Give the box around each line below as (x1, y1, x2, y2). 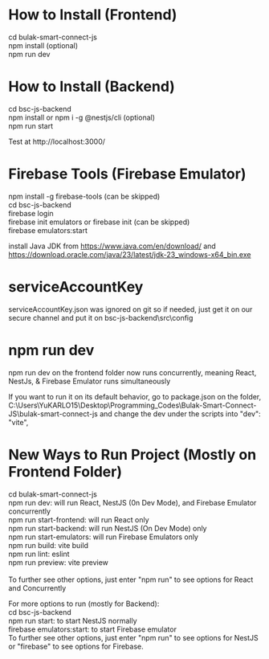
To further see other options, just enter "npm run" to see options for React (8, 575, 254, 584)
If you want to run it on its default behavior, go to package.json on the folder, (8, 391, 262, 401)
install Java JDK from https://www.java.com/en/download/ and (8, 241, 217, 251)
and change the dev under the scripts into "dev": (99, 408, 261, 419)
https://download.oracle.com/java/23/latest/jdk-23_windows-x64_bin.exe (8, 249, 251, 259)
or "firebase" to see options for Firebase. (8, 641, 145, 651)
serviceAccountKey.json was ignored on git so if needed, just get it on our (8, 304, 253, 314)
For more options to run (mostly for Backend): (8, 599, 160, 608)
